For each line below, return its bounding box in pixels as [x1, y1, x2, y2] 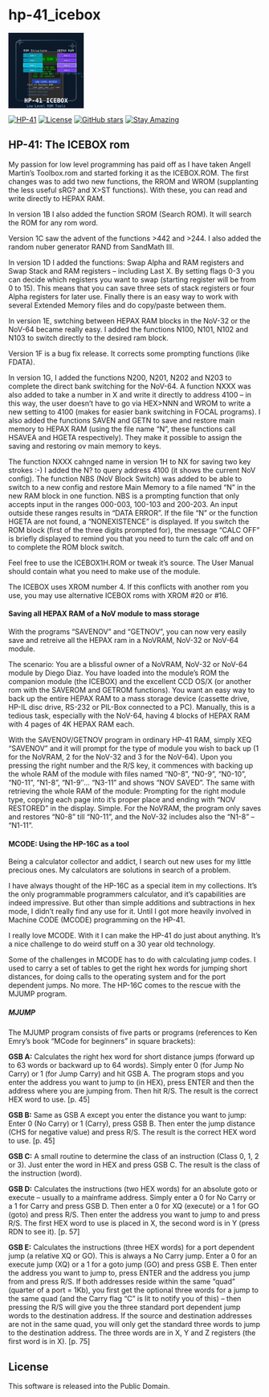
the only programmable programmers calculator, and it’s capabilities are [8, 889, 247, 899]
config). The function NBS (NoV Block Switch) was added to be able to [8, 473, 243, 484]
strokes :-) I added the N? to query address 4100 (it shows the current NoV [8, 465, 256, 475]
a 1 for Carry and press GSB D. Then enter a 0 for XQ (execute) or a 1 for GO [8, 1201, 259, 1211]
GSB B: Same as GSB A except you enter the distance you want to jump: [8, 1111, 247, 1120]
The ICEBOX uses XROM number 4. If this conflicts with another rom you [8, 582, 249, 591]
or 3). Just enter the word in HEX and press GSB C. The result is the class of [8, 1160, 261, 1170]
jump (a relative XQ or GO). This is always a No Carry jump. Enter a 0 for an [8, 1251, 257, 1261]
